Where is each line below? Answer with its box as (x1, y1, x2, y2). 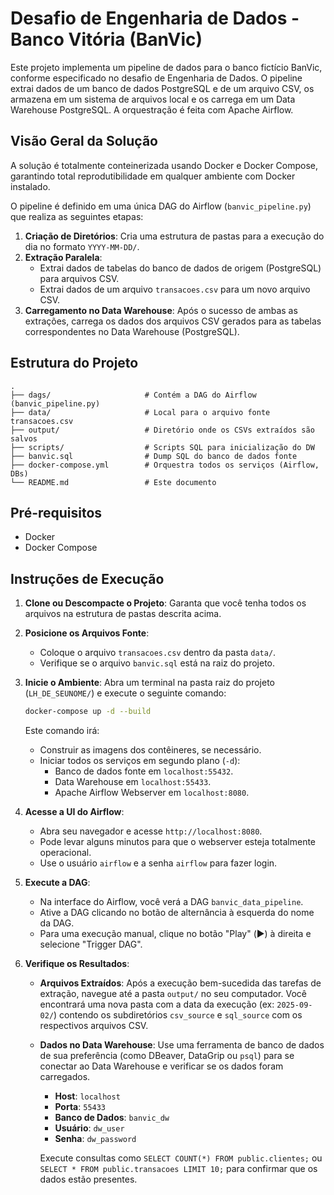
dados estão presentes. (39, 1173, 138, 1186)
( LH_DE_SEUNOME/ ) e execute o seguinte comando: (24, 687, 227, 699)
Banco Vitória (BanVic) (10, 28, 203, 51)
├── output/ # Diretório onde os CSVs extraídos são (10, 425, 315, 435)
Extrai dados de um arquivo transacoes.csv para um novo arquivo (39, 283, 311, 295)
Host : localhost (54, 1090, 121, 1102)
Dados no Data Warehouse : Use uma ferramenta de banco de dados (39, 1039, 325, 1051)
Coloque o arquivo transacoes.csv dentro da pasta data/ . (39, 647, 277, 659)
